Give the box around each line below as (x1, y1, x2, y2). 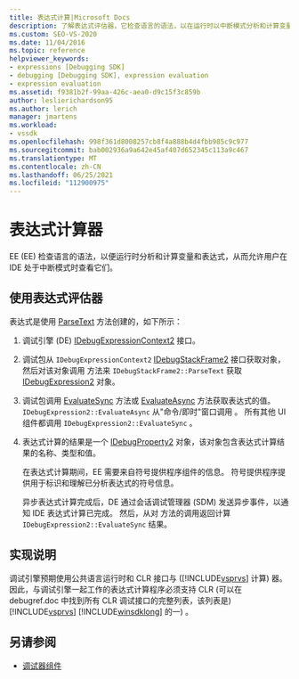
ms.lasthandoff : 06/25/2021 (9, 170, 114, 179)
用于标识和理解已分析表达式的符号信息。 (29, 478, 179, 488)
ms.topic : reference (9, 46, 86, 55)
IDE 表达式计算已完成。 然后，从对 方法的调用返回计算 (32, 507, 231, 518)
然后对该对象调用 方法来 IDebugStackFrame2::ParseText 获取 (21, 364, 243, 375)
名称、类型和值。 (37, 447, 101, 458)
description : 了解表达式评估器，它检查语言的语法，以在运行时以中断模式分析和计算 (9, 21, 280, 30)
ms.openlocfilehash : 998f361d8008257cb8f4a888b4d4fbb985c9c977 (9, 137, 249, 146)
